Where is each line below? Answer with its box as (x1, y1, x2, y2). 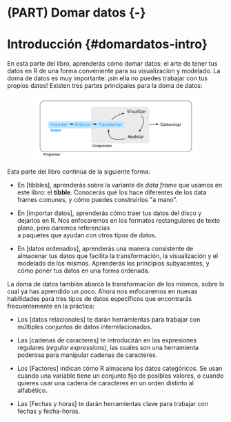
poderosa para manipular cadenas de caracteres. (17, 351, 158, 359)
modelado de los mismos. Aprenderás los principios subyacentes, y (17, 259, 210, 268)
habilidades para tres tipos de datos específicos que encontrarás (7, 295, 192, 303)
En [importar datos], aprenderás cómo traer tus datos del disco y (17, 209, 202, 217)
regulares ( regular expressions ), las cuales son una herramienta (17, 344, 199, 352)
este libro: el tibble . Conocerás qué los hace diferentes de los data (17, 188, 207, 196)
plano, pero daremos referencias (17, 223, 110, 232)
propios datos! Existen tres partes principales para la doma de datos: (7, 82, 203, 90)
